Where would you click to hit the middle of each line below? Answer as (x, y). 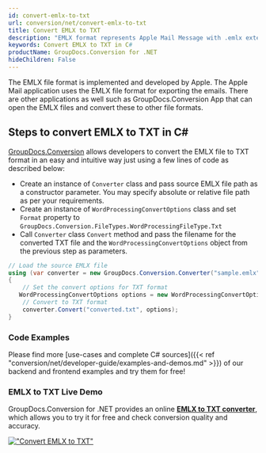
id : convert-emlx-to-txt (49, 15)
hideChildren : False (42, 60)
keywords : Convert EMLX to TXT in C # (70, 45)
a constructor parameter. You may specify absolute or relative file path (135, 192)
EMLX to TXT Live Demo (55, 391)
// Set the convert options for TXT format (95, 287)
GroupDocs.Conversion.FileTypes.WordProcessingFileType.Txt (121, 226)
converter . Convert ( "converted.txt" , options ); (101, 310)
